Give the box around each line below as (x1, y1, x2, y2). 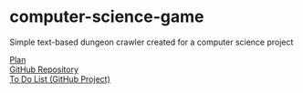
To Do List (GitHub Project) (9, 73, 111, 84)
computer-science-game (9, 6, 204, 27)
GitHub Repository (9, 64, 79, 75)
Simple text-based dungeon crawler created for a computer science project (9, 36, 294, 47)
